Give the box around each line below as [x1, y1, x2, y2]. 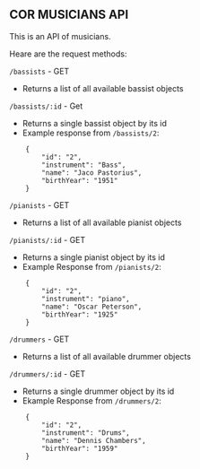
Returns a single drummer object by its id [22, 386, 175, 396]
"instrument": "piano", [41, 294, 130, 303]
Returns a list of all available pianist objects [22, 217, 182, 228]
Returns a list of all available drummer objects [22, 351, 191, 361]
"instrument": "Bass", [41, 161, 126, 169]
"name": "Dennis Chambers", [41, 436, 146, 445]
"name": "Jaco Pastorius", [41, 168, 143, 178]
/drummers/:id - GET [9, 368, 86, 379]
